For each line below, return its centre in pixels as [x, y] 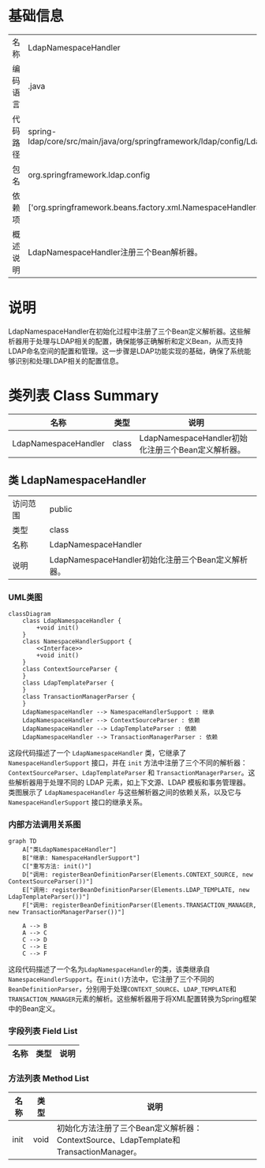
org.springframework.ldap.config [89, 174]
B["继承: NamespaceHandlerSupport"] [81, 858]
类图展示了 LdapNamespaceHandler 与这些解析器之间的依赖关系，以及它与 [125, 792]
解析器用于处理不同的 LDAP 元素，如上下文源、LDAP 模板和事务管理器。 [132, 782]
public [61, 509]
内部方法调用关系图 [45, 824]
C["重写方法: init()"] [57, 867]
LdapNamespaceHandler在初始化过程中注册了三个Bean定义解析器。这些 [126, 331]
